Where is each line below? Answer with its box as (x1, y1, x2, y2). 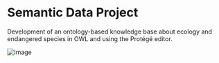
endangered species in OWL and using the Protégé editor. (7, 34, 173, 42)
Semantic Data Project (7, 5, 139, 21)
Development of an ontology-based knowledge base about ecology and (7, 27, 213, 36)
